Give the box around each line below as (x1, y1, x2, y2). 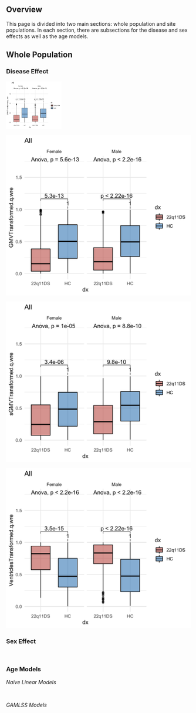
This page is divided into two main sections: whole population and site (6, 20, 176, 27)
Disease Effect (6, 67, 49, 76)
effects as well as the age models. (6, 32, 89, 40)
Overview (6, 5, 43, 15)
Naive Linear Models (6, 678, 57, 685)
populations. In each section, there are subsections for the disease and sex (6, 26, 188, 33)
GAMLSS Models (6, 701, 47, 708)
